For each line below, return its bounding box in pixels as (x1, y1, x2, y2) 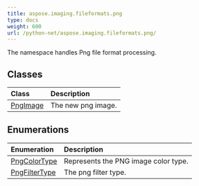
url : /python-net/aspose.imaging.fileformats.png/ (7, 29, 157, 37)
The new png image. (50, 101, 117, 111)
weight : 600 (7, 23, 42, 30)
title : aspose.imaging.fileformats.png (7, 10, 123, 17)
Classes (7, 68, 43, 80)
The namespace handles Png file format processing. (7, 48, 157, 57)
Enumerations (7, 124, 69, 136)
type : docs (7, 17, 39, 24)
